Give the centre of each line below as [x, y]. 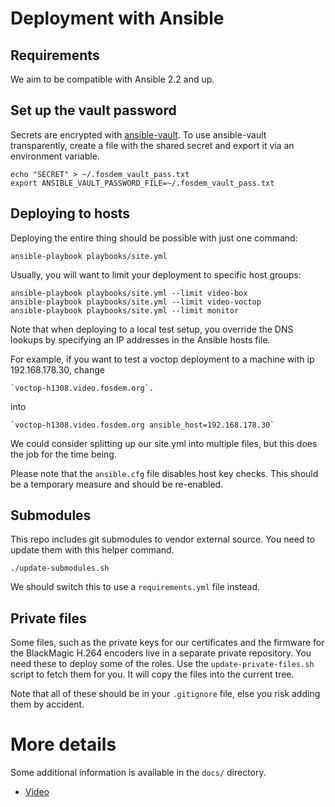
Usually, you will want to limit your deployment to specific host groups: [156, 274]
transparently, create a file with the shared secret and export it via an [152, 145]
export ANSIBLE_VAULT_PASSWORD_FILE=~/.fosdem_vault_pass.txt [142, 183]
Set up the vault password [93, 110]
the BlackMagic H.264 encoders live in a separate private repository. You [161, 653]
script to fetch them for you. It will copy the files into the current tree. [152, 674]
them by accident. [47, 704]
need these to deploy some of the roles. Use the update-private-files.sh [162, 664]
